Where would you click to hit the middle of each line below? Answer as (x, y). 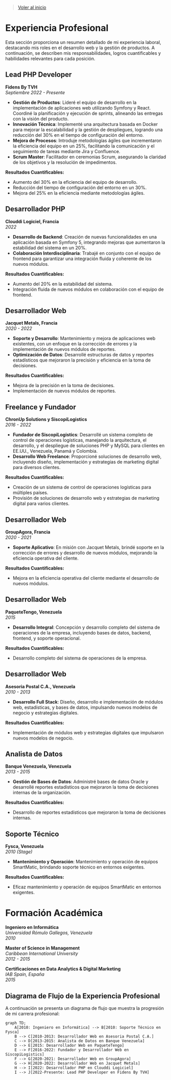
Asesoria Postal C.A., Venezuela (40, 686)
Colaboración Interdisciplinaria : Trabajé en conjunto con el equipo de (87, 253)
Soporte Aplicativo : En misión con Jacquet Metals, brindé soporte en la (88, 547)
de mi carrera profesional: (32, 1014)
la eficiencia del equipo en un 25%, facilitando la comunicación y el (83, 146)
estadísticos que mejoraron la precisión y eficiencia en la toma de (82, 360)
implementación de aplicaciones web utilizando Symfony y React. (82, 108)
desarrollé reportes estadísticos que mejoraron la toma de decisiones (86, 787)
